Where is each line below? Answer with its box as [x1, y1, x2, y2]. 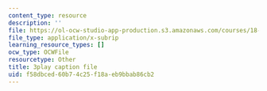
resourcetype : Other [8, 56, 77, 64]
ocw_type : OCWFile [8, 48, 69, 56]
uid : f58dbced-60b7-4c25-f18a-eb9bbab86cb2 [8, 70, 155, 78]
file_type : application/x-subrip [8, 33, 119, 42]
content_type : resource [8, 11, 87, 20]
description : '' [8, 19, 62, 27]
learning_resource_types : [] [8, 41, 105, 49]
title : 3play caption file [8, 63, 98, 71]
